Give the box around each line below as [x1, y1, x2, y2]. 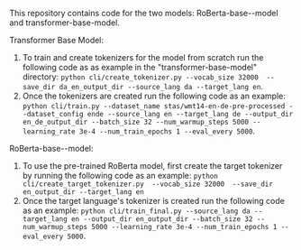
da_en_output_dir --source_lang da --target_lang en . [59, 81, 264, 91]
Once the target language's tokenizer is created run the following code [22, 196, 286, 206]
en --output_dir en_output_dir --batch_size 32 [70, 215, 253, 224]
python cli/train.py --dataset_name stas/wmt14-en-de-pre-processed [22, 102, 286, 111]
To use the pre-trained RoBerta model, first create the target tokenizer [22, 161, 283, 171]
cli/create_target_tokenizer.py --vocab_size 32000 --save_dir [22, 180, 273, 189]
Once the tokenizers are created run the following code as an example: [22, 90, 287, 101]
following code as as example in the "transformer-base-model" [22, 62, 258, 72]
